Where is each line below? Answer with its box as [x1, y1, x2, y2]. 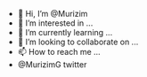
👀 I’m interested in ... [17, 18, 94, 28]
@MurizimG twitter [17, 59, 87, 70]
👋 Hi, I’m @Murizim [17, 9, 88, 19]
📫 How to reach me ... [17, 47, 101, 57]
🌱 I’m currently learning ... [17, 27, 113, 37]
